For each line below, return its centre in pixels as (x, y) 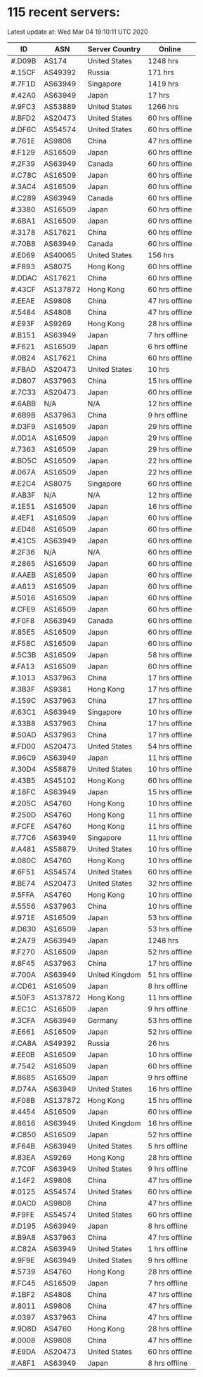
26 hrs (159, 1043)
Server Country (114, 49)
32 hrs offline (170, 883)
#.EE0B (23, 1054)
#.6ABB (24, 403)
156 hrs (161, 255)
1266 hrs (163, 106)
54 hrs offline (170, 746)
